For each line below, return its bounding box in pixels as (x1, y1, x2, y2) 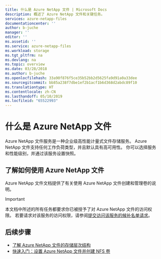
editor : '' (5, 35, 27, 40)
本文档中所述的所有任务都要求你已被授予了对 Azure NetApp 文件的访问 (5, 206, 148, 212)
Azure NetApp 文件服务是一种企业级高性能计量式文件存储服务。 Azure (5, 138, 147, 144)
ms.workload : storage (5, 48, 50, 53)
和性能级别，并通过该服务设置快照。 (5, 151, 79, 156)
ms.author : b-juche (5, 71, 45, 76)
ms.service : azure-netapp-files (5, 44, 71, 49)
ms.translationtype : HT (5, 84, 54, 90)
